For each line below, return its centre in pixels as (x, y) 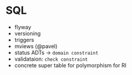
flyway (23, 27)
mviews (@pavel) (36, 46)
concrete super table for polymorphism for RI (71, 65)
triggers (24, 40)
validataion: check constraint (51, 59)
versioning (27, 33)
